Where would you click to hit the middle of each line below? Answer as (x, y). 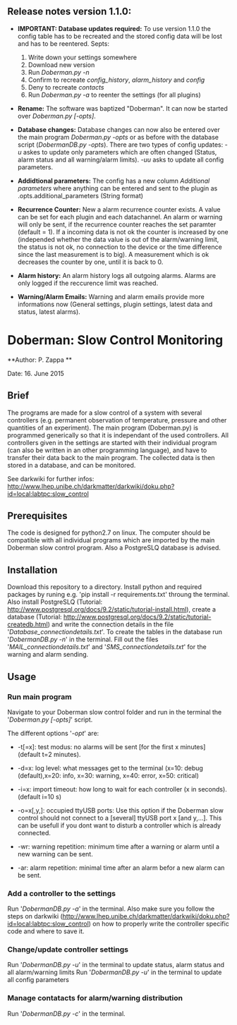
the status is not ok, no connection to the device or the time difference (120, 247)
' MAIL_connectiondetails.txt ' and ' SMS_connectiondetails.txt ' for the (107, 647)
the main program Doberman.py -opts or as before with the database (118, 137)
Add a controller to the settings (62, 893)
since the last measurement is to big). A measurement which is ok (113, 254)
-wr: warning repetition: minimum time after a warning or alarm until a (119, 847)
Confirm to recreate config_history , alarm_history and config (116, 80)
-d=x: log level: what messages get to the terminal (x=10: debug (110, 768)
